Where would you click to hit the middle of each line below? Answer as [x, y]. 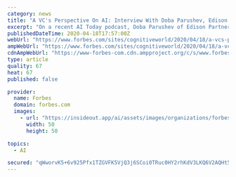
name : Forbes [33, 98]
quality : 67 [25, 66]
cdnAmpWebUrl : [28, 53]
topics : [19, 144]
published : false [33, 79]
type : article [28, 60]
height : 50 [42, 131]
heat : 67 [20, 72]
